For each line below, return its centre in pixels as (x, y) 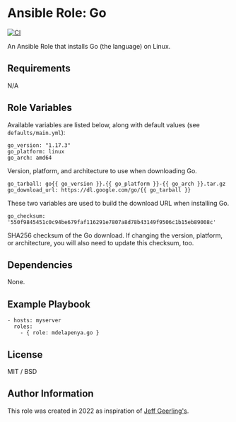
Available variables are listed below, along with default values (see (104, 124)
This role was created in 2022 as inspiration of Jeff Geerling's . (98, 411)
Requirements (39, 69)
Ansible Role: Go (57, 13)
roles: (23, 327)
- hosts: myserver (34, 321)
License (25, 354)
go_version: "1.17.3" (39, 145)
